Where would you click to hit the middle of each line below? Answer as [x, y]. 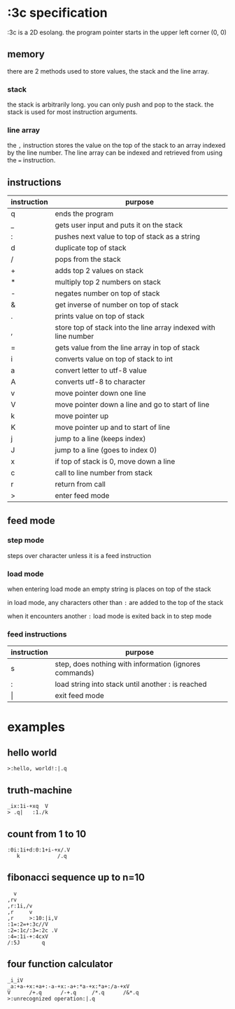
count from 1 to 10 [47, 834]
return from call [80, 485]
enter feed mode [82, 496]
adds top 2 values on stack [99, 271]
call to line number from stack [104, 473]
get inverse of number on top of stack [117, 305]
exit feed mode [80, 696]
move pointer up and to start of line [112, 427]
